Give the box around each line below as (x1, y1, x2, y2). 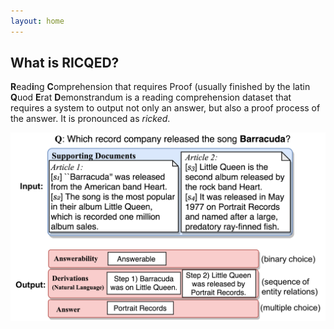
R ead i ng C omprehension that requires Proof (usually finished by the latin (10, 81, 311, 93)
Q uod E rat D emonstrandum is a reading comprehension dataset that (10, 91, 292, 104)
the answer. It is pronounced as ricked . (10, 113, 171, 125)
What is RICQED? (10, 55, 120, 72)
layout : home (10, 16, 65, 26)
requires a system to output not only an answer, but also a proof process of (10, 102, 321, 114)
